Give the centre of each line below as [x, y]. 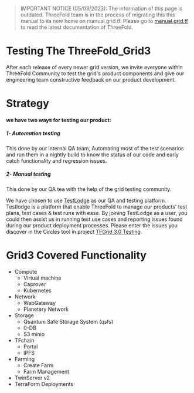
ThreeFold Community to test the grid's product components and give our [95, 73]
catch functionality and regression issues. [57, 160]
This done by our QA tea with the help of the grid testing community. [89, 189]
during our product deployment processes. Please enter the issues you [92, 225]
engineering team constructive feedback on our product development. [91, 79]
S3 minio [34, 334]
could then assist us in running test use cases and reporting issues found [94, 219]
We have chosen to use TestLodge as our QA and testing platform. [86, 200]
